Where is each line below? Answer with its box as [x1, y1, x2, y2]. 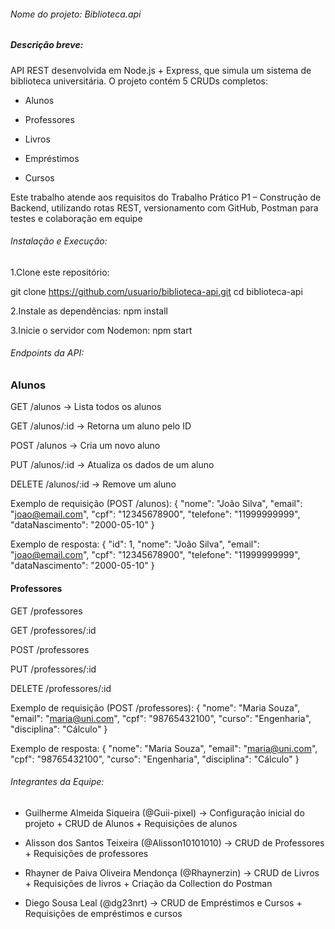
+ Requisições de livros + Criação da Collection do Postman [24, 877, 273, 889]
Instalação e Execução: [10, 235, 108, 247]
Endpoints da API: [10, 347, 85, 359]
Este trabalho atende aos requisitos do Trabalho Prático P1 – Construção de [10, 191, 322, 203]
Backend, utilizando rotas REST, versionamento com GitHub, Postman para [10, 201, 319, 214]
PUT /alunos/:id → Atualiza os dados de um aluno [10, 459, 215, 471]
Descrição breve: [10, 39, 84, 51]
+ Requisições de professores [24, 847, 149, 859]
